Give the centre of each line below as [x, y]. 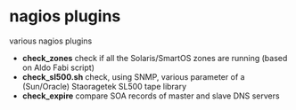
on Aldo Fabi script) [58, 67]
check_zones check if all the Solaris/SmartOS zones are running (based [155, 58]
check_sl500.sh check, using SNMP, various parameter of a [133, 76]
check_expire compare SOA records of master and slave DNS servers [151, 96]
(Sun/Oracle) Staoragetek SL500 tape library [104, 86]
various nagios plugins [51, 41]
